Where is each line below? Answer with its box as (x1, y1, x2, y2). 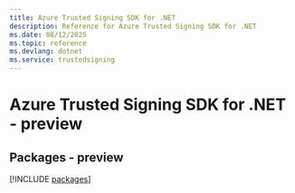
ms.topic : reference (9, 38, 88, 48)
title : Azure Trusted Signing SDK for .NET (9, 13, 176, 23)
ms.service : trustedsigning (9, 55, 116, 64)
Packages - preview (9, 150, 124, 165)
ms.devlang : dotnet (9, 47, 83, 56)
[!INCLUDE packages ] (9, 174, 91, 184)
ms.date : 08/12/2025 (9, 30, 88, 39)
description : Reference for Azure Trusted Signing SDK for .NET (9, 22, 257, 31)
